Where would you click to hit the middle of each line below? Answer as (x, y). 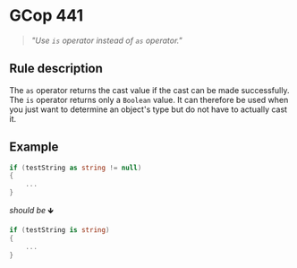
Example (34, 147)
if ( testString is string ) (59, 230)
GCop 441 (47, 16)
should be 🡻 (31, 211)
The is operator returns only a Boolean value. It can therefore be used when (149, 99)
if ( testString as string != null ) (76, 168)
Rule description (56, 69)
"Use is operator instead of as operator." (106, 40)
